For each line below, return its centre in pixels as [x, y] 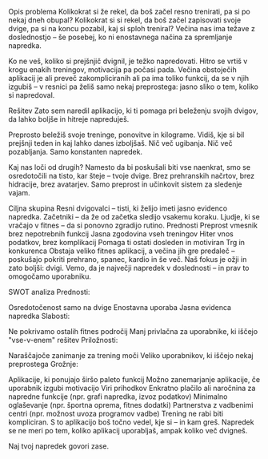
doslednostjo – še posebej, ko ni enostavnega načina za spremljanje [120, 37]
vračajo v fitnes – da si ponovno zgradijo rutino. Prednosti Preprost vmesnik [133, 225]
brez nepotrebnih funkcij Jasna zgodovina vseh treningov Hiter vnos [121, 234]
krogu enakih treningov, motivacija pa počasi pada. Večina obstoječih [123, 70]
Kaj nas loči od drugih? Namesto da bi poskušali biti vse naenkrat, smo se [129, 167]
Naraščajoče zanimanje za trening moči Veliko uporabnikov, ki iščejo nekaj [131, 355]
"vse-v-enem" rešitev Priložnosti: [63, 340]
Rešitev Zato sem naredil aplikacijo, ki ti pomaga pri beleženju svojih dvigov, [133, 111]
